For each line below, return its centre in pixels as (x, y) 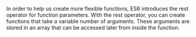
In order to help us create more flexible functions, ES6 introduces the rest (97, 9)
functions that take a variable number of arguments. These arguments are (98, 21)
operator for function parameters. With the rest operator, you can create (96, 15)
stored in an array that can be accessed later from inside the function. (93, 27)
